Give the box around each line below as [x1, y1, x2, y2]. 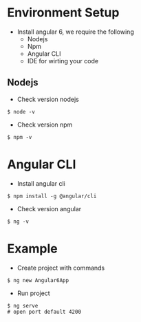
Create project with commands [17, 264, 105, 272]
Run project [17, 289, 50, 297]
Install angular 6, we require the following [17, 28, 134, 36]
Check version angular [17, 204, 82, 213]
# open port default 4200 [7, 308, 81, 315]
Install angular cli [17, 179, 65, 187]
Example [7, 241, 58, 256]
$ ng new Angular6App [7, 277, 69, 283]
